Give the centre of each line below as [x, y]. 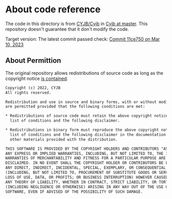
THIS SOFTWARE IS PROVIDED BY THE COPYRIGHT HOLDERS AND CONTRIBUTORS [82, 149]
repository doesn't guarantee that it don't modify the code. [67, 29]
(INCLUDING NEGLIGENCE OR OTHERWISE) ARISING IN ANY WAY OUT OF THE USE [84, 187]
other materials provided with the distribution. [64, 140]
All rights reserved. [28, 93]
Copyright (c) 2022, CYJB [33, 88]
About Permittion [33, 61]
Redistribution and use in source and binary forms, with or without [81, 102]
